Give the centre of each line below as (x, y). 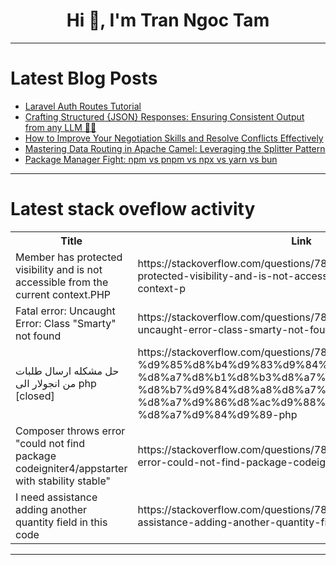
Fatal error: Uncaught (65, 311)
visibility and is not (59, 269)
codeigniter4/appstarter (71, 468)
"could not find (50, 443)
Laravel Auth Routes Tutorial (83, 106)
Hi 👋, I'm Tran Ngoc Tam (168, 20)
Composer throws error (70, 431)
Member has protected (69, 257)
